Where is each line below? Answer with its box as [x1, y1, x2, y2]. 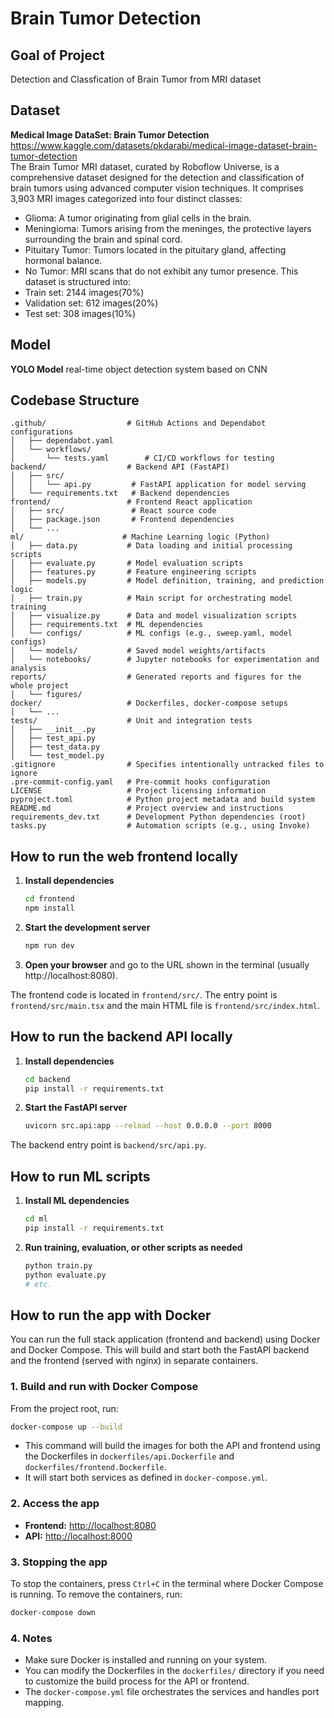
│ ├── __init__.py [10, 725, 97, 735]
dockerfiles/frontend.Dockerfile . [24, 1461, 167, 1473]
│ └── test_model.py [10, 751, 105, 761]
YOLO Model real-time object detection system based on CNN [10, 363, 268, 375]
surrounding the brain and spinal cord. [24, 233, 183, 245]
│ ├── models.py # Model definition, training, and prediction [10, 576, 325, 586]
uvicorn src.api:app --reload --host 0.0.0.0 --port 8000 [24, 1121, 272, 1131]
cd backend [24, 1074, 71, 1084]
